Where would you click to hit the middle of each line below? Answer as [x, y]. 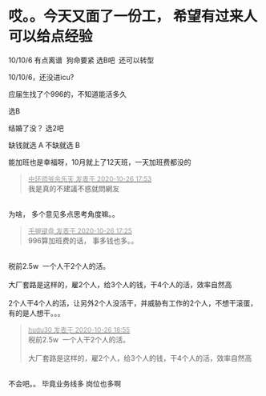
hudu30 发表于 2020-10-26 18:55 [79, 330]
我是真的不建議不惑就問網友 [74, 188]
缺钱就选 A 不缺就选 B [44, 145]
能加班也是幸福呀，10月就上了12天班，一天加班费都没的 [100, 162]
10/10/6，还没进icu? [41, 77]
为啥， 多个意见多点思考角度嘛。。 [64, 214]
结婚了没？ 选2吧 [36, 128]
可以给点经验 [51, 36]
